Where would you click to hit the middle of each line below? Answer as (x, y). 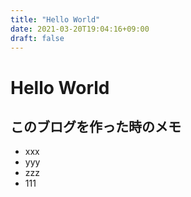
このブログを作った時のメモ (96, 126)
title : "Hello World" (55, 19)
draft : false (37, 38)
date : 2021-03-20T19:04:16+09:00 (80, 29)
